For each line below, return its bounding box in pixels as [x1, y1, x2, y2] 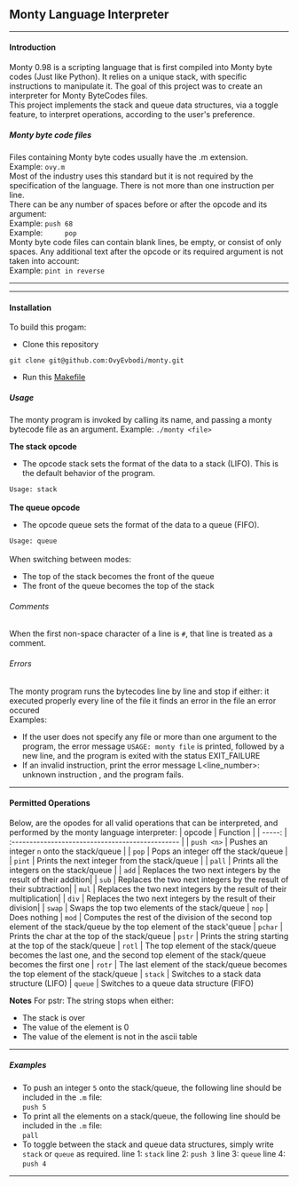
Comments [9, 601, 50, 611]
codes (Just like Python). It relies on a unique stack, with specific [9, 71, 247, 83]
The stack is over [21, 1012, 86, 1023]
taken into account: [9, 255, 80, 266]
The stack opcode [9, 442, 77, 452]
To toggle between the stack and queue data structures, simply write [21, 1139, 274, 1150]
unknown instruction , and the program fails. [21, 768, 184, 780]
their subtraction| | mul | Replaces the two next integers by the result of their [9, 883, 287, 894]
